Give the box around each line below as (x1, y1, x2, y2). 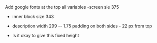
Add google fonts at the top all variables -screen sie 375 (5, 4, 119, 10)
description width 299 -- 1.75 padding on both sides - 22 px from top (12, 23, 153, 29)
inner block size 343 (12, 14, 54, 19)
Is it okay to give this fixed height (12, 33, 80, 38)
